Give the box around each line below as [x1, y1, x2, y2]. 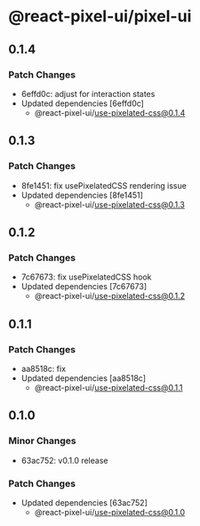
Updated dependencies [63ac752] [20, 497, 148, 508]
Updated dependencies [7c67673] [20, 281, 148, 292]
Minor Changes [8, 434, 76, 447]
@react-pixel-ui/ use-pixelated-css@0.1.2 [34, 291, 186, 302]
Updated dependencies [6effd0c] [20, 98, 144, 109]
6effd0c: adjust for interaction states [20, 88, 156, 99]
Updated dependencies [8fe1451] [20, 190, 144, 200]
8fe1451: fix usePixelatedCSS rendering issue [20, 180, 188, 190]
